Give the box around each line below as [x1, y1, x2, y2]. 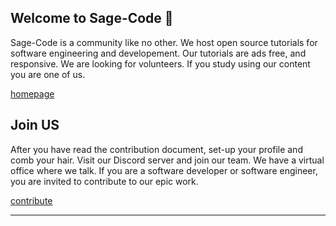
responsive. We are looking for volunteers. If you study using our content [10, 57, 311, 70]
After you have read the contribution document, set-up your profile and [10, 143, 303, 155]
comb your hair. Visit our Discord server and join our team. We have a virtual [10, 154, 325, 166]
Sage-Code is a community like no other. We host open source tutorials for [10, 36, 318, 48]
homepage [10, 87, 55, 100]
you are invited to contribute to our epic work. [10, 175, 199, 187]
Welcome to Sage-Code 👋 [10, 10, 174, 27]
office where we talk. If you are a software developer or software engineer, [10, 164, 318, 176]
